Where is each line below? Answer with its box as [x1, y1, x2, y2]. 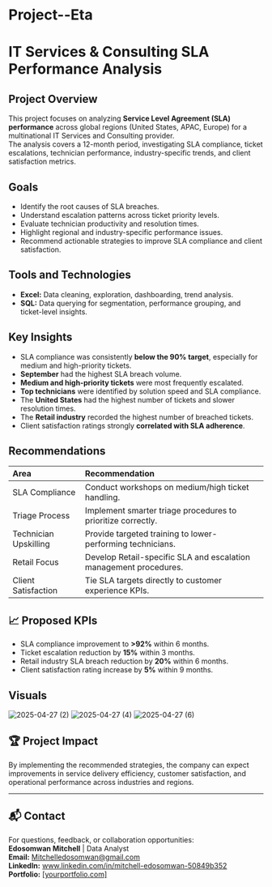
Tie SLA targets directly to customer [84, 575, 223, 586]
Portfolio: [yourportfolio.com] [8, 869, 108, 879]
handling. [84, 492, 121, 503]
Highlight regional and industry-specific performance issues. [19, 228, 223, 237]
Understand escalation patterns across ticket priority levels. [19, 211, 220, 220]
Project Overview [8, 92, 98, 106]
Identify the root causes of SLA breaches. [19, 202, 159, 211]
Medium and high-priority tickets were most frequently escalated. [19, 377, 244, 387]
